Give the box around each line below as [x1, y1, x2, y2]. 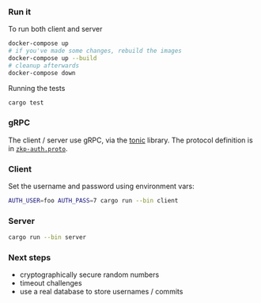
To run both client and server [8, 25, 103, 34]
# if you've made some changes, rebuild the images [8, 47, 182, 55]
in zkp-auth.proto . [8, 143, 68, 153]
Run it [8, 6, 32, 17]
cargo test [8, 98, 44, 107]
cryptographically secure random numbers [19, 270, 160, 279]
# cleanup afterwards [8, 62, 80, 70]
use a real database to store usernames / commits [19, 287, 183, 297]
